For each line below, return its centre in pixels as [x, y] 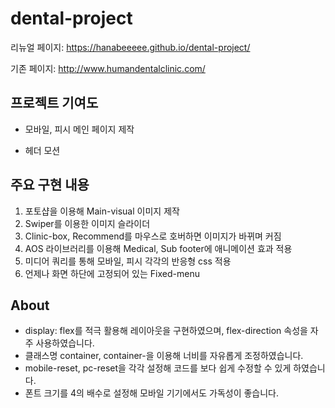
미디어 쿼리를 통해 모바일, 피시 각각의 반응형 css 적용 [128, 261]
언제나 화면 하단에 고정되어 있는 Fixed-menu [112, 273]
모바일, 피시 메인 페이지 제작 [79, 129]
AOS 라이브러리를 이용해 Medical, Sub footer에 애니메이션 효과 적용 [158, 248]
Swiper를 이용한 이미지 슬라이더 [87, 223]
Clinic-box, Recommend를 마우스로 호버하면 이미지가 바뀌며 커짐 [153, 236]
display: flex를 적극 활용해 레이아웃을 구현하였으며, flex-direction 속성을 [166, 331]
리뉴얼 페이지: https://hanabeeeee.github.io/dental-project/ [130, 47]
